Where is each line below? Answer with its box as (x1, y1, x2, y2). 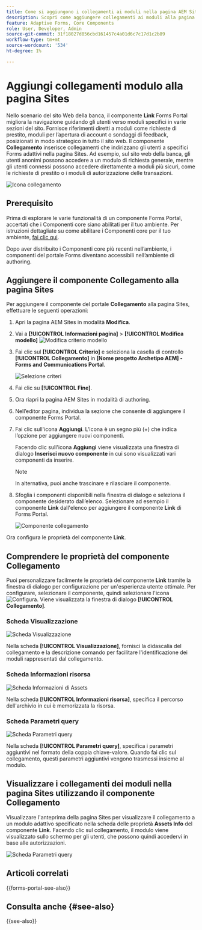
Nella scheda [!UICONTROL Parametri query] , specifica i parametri (6, 742, 174, 750)
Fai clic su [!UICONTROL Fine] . (14, 384, 93, 391)
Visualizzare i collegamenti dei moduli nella (6, 779, 173, 789)
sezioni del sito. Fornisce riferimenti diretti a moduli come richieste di (6, 124, 177, 132)
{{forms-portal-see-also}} (6, 884, 71, 892)
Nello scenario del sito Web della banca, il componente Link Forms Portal (6, 112, 188, 119)
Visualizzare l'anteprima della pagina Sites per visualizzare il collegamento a (6, 813, 195, 821)
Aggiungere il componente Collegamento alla (6, 275, 179, 286)
